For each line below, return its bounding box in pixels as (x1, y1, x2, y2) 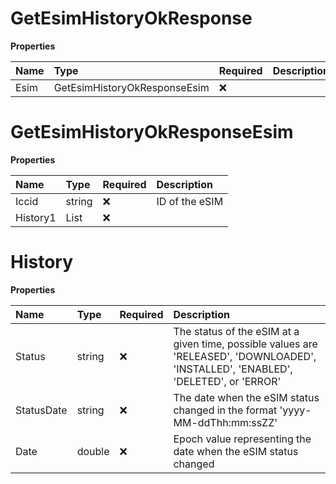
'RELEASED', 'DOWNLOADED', (173, 349, 317, 363)
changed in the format (173, 403, 278, 417)
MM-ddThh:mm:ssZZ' (173, 415, 278, 429)
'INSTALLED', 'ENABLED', (173, 362, 293, 376)
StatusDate (15, 403, 68, 417)
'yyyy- (279, 403, 312, 417)
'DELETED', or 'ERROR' (173, 374, 282, 388)
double (76, 444, 110, 458)
